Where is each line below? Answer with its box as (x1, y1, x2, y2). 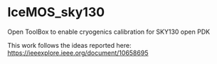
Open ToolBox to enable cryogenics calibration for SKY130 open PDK (7, 27, 211, 36)
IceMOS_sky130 (7, 4, 105, 20)
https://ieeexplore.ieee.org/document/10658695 (7, 49, 149, 57)
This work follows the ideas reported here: (7, 41, 132, 49)
